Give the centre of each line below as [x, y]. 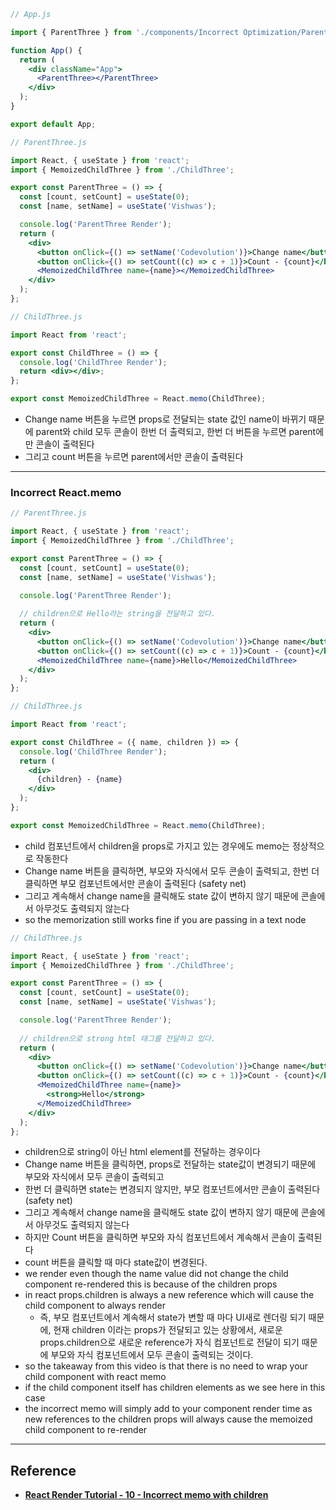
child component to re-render [86, 1430]
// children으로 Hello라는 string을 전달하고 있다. [117, 614]
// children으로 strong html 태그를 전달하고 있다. [117, 1038]
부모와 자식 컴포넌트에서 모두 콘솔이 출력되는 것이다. [152, 1355]
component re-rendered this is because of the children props [151, 1284]
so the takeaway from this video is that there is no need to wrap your [166, 1366]
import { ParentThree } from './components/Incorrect [125, 32]
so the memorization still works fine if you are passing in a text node [165, 919]
